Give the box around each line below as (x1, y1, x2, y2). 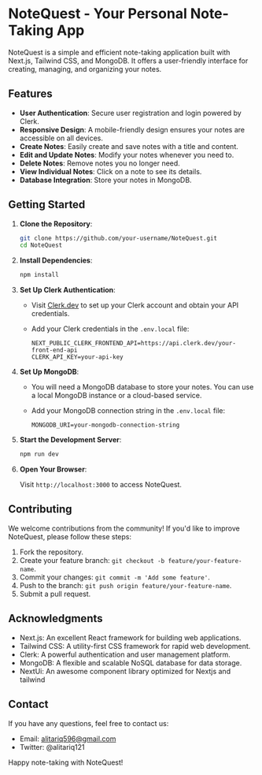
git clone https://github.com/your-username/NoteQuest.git (19, 234, 218, 242)
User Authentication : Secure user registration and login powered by (19, 108, 242, 117)
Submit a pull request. (19, 589, 91, 598)
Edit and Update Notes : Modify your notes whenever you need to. (19, 150, 234, 159)
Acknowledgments (8, 612, 104, 625)
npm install (19, 271, 59, 279)
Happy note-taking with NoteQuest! (8, 758, 124, 767)
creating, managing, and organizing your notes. (8, 64, 162, 73)
